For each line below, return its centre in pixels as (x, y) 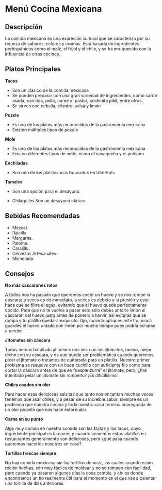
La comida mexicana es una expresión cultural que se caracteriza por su (78, 38)
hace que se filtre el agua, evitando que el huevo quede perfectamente (76, 305)
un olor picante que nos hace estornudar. (46, 410)
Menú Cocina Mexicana (54, 9)
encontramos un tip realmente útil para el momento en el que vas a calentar (81, 478)
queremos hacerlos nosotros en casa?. (44, 444)
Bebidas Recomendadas (42, 216)
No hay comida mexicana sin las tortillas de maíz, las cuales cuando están (79, 463)
